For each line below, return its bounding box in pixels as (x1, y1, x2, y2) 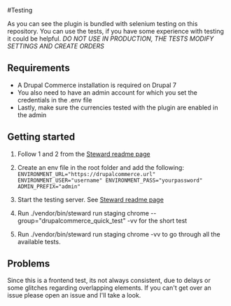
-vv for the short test (127, 216, 188, 225)
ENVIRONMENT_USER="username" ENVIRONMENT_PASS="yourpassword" (17, 177, 203, 184)
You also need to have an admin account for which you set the (17, 88, 198, 97)
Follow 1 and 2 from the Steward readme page (17, 149, 150, 158)
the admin (17, 110, 47, 119)
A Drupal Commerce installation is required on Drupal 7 (17, 81, 177, 89)
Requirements (7, 62, 70, 74)
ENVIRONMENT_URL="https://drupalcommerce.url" (17, 171, 156, 178)
